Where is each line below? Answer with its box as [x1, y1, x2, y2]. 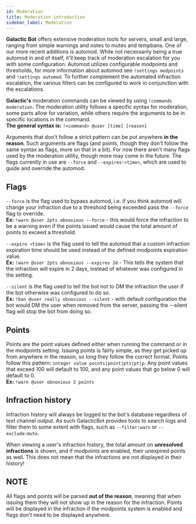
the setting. [6, 271, 33, 278]
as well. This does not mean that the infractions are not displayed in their [6, 453, 182, 460]
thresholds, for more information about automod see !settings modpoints [6, 67, 184, 74]
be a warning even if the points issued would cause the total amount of [6, 223, 178, 230]
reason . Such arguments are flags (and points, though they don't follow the [6, 140, 188, 147]
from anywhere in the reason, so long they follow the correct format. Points [6, 353, 188, 360]
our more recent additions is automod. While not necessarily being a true [6, 48, 183, 55]
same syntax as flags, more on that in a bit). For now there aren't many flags [6, 146, 191, 153]
